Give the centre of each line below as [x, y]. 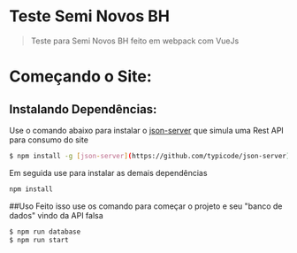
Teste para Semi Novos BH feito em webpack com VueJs [135, 41]
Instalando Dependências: [83, 109]
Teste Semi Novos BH [90, 16]
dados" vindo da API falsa [56, 215]
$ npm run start [39, 240]
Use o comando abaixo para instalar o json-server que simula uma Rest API [147, 130]
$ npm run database [45, 232]
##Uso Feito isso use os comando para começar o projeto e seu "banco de [146, 206]
